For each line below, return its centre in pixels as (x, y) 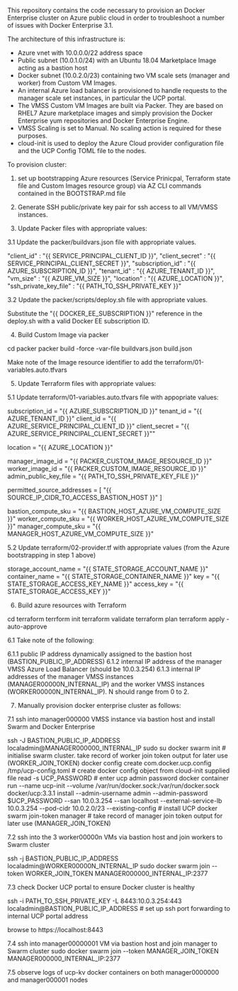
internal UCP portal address (48, 916)
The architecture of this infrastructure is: (66, 39)
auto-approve (27, 626)
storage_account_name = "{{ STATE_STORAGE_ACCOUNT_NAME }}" (108, 569)
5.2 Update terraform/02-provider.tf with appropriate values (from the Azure (119, 548)
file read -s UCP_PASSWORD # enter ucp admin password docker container (118, 778)
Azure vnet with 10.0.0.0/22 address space (80, 53)
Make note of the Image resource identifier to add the (85, 362)
